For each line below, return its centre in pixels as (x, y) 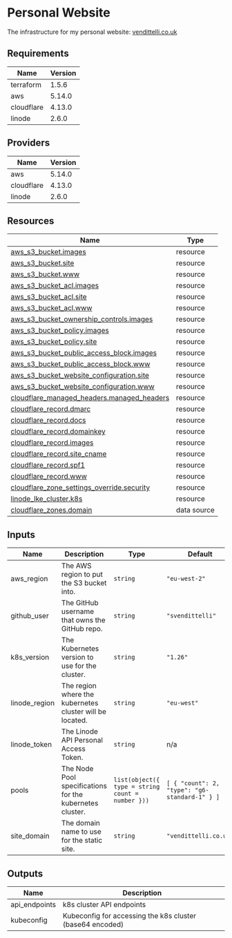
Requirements (38, 54)
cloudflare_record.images (52, 443)
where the (78, 694)
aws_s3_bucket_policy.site (54, 342)
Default (200, 554)
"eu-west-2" (186, 579)
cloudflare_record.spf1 (48, 466)
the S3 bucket (84, 583)
